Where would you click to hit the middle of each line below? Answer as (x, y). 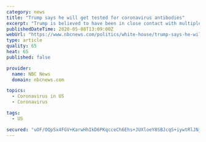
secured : (17, 130)
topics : (16, 91)
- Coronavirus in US (38, 96)
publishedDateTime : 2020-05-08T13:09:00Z (60, 29)
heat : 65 (17, 52)
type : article (25, 40)
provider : (19, 68)
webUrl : (16, 35)
